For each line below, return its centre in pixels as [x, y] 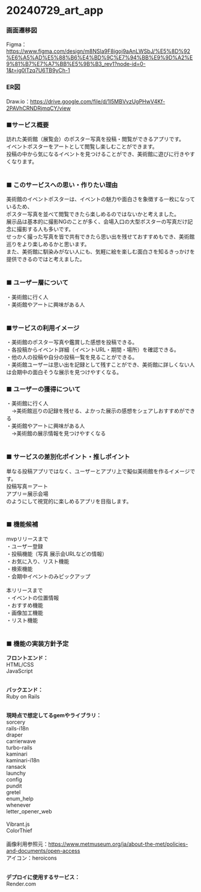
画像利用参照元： [27, 844]
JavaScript [19, 671]
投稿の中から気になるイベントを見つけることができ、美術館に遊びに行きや [98, 154]
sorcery [16, 722]
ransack [16, 767]
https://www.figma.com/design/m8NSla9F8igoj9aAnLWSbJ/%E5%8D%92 [98, 51]
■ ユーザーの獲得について [43, 389]
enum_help [20, 799]
